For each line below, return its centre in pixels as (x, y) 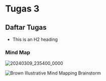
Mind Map (18, 52)
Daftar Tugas (26, 27)
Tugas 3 (22, 9)
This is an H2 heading (35, 39)
